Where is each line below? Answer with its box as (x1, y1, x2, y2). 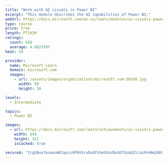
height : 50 (18, 86, 41, 91)
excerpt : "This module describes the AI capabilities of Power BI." (5, 12, 151, 17)
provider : (5, 58, 26, 63)
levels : (5, 95, 21, 100)
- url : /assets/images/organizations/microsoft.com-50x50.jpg (14, 77, 146, 82)
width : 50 (18, 81, 39, 86)
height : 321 (14, 136, 39, 141)
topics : (5, 108, 21, 114)
